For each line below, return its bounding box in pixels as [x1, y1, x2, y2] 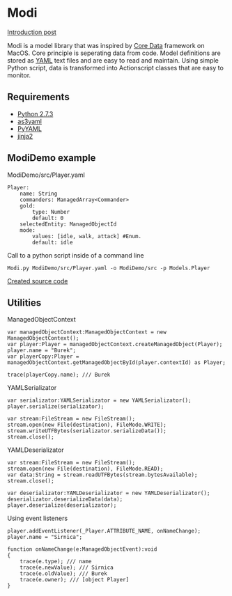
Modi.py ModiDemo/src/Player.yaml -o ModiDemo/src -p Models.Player [7, 265, 210, 272]
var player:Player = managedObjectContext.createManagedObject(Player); [7, 341, 223, 348]
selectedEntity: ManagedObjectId [20, 221, 117, 228]
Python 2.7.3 [17, 109, 54, 118]
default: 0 [32, 214, 64, 221]
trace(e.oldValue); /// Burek [20, 570, 108, 577]
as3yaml [17, 117, 42, 125]
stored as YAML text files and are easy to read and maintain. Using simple [7, 56, 219, 64]
